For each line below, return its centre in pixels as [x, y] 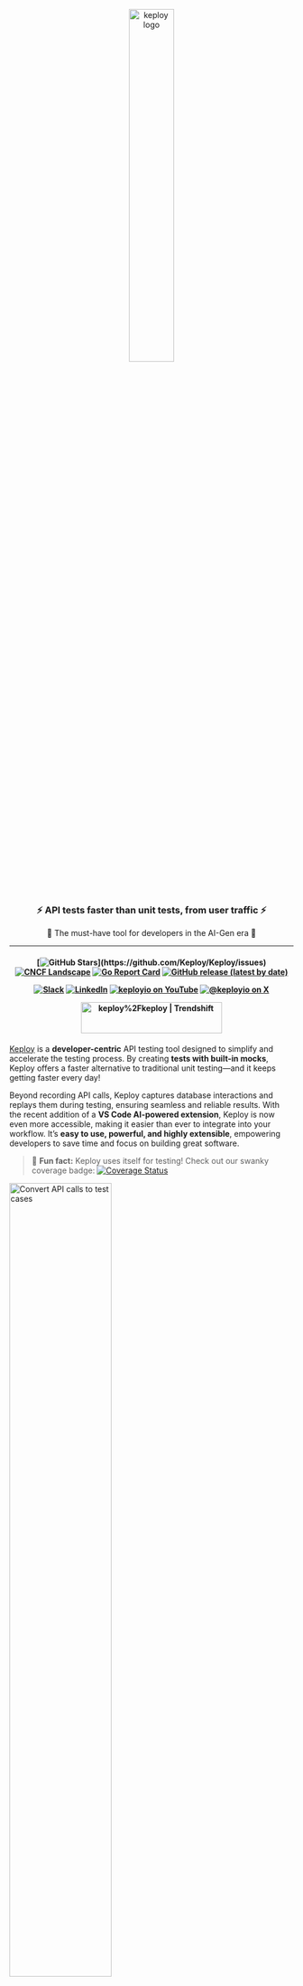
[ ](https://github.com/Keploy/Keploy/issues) [151, 962]
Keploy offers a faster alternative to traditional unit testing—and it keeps [143, 1068]
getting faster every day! [55, 1077]
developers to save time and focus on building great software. [124, 1143]
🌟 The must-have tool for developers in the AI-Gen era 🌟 [151, 933]
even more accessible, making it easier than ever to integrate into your [140, 1124]
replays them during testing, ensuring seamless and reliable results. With [145, 1104]
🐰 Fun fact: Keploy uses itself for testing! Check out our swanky [150, 1160]
